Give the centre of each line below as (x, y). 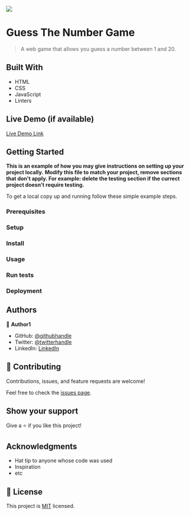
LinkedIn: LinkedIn (37, 348)
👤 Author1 (19, 324)
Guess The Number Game (71, 33)
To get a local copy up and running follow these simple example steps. (92, 196)
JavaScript (28, 94)
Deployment (24, 291)
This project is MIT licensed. (40, 506)
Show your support (42, 411)
